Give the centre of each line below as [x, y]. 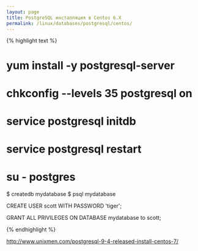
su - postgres [41, 177]
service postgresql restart [74, 149]
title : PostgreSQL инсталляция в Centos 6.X [64, 18]
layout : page [23, 12]
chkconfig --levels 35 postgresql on [99, 93]
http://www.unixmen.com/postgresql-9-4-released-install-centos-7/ [93, 241]
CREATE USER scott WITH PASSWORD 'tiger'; [64, 206]
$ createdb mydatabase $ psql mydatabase [61, 194]
